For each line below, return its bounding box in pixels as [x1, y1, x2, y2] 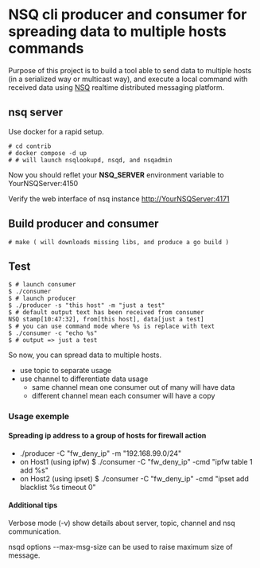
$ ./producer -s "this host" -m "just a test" [8, 302, 165, 309]
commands [8, 40, 84, 57]
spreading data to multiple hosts [8, 22, 227, 41]
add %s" [19, 465, 49, 475]
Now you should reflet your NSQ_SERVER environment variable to [8, 169, 224, 180]
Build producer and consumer [8, 217, 159, 231]
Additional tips [8, 500, 58, 510]
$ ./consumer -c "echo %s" [8, 329, 98, 337]
